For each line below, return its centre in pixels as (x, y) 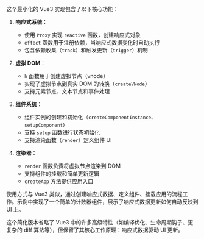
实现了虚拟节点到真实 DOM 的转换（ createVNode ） (87, 84)
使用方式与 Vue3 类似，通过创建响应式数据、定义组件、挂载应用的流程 (94, 194)
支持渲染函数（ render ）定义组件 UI (68, 140)
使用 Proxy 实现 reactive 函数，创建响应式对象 (83, 35)
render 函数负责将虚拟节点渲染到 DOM (72, 166)
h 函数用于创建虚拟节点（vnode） (66, 76)
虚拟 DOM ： (30, 63)
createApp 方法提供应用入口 (58, 181)
